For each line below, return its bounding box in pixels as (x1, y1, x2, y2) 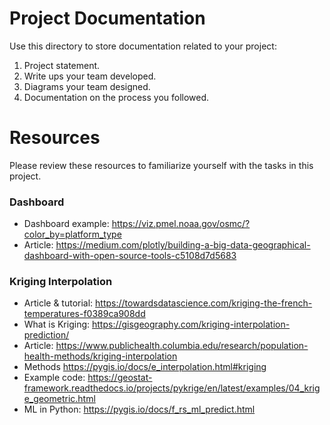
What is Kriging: (23, 318, 91, 331)
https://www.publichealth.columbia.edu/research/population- (55, 340, 309, 352)
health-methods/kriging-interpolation (23, 350, 178, 362)
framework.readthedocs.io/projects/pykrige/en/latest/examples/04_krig (23, 382, 321, 394)
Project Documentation (9, 7, 206, 30)
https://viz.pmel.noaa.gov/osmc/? (111, 218, 251, 230)
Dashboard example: (23, 218, 110, 230)
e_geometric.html (23, 393, 96, 405)
